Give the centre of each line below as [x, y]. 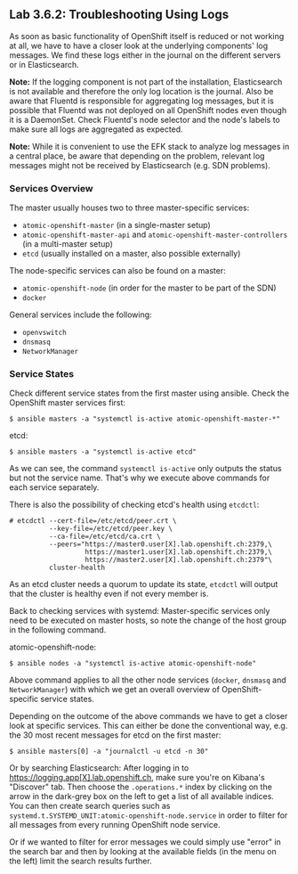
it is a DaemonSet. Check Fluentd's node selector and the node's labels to [145, 119]
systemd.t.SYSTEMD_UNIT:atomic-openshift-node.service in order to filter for [149, 815]
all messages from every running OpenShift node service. [115, 825]
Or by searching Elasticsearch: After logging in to [99, 768]
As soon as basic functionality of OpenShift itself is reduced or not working [147, 36]
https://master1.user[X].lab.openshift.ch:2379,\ [179, 552]
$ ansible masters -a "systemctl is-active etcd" [103, 452]
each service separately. [54, 487]
